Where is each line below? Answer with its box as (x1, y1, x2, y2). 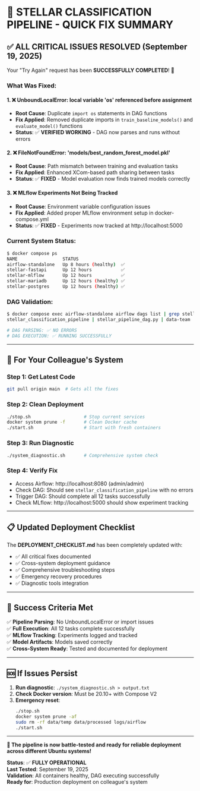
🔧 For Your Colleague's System (7, 355, 123, 365)
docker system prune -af (15, 714, 77, 720)
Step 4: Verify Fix (7, 467, 58, 475)
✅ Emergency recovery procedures (15, 573, 102, 580)
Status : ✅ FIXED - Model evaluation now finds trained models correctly (15, 175, 191, 182)
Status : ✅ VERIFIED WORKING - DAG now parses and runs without (15, 129, 180, 136)
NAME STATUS (7, 256, 79, 262)
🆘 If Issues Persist (7, 668, 78, 678)
